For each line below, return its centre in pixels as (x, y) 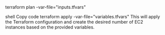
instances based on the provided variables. (50, 27)
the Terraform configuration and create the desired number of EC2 (74, 22)
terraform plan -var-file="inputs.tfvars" (46, 7)
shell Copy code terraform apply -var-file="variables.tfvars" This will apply (82, 17)
